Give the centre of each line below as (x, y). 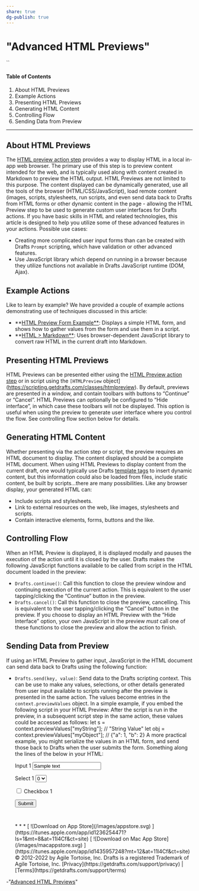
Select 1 (24, 778)
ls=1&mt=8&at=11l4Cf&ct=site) (52, 839)
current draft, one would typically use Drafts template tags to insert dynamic (99, 470)
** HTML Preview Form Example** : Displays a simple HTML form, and (100, 323)
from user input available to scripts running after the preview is (91, 690)
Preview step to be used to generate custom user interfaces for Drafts (92, 210)
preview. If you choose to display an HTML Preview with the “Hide (95, 615)
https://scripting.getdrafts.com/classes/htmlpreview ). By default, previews (99, 387)
